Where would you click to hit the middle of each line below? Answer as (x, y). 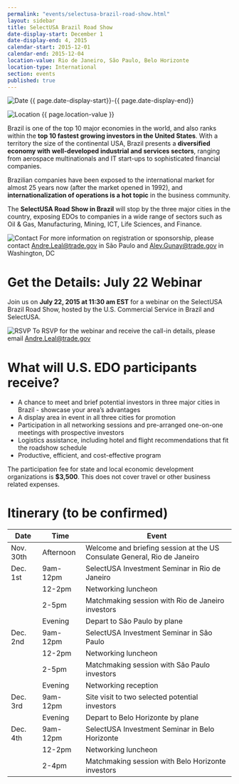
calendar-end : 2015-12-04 (46, 54)
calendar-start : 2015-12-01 (49, 47)
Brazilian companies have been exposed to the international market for (111, 180)
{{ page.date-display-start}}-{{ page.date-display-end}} (112, 101)
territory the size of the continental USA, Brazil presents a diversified (109, 144)
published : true (31, 80)
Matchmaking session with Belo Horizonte (155, 761)
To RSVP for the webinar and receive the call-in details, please (124, 331)
